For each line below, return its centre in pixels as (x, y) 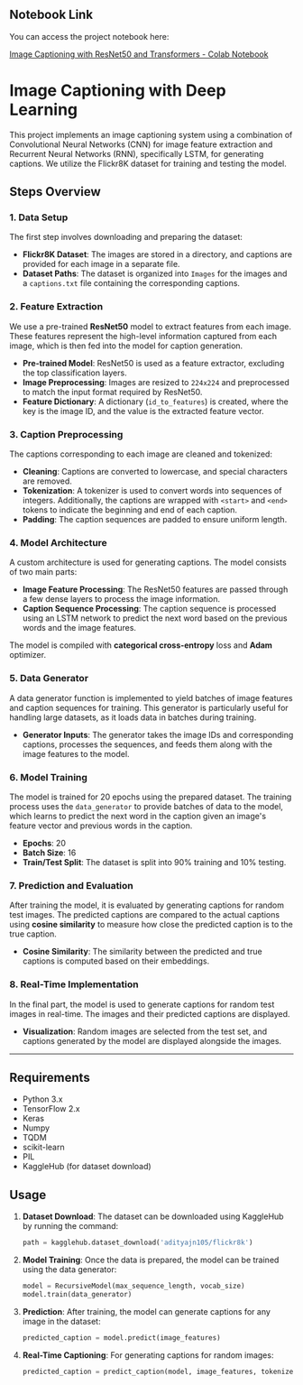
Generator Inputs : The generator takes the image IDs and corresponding (158, 734)
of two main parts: (43, 572)
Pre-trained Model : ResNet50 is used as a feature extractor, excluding (153, 363)
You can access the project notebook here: (89, 36)
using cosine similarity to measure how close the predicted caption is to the (151, 925)
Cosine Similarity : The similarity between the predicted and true (142, 952)
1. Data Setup (39, 217)
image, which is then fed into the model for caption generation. (126, 346)
